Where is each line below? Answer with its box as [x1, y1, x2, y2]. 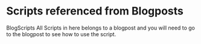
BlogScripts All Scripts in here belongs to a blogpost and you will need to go [6, 24, 195, 31]
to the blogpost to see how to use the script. [6, 30, 116, 37]
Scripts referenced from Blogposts [6, 4, 184, 18]
